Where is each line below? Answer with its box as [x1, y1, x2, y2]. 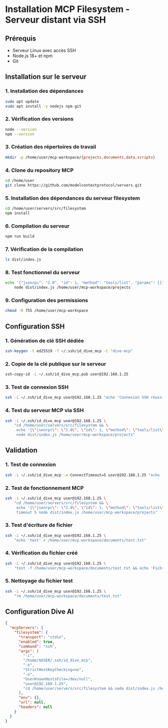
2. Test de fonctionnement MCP [5, 484, 84, 491]
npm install [5, 211, 30, 216]
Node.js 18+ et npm [12, 53, 53, 59]
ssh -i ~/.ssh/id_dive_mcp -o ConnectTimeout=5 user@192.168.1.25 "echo [5, 472, 160, 477]
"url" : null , [18, 700, 46, 705]
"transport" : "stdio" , [18, 634, 66, 640]
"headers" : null [18, 704, 52, 710]
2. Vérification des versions [5, 115, 74, 122]
